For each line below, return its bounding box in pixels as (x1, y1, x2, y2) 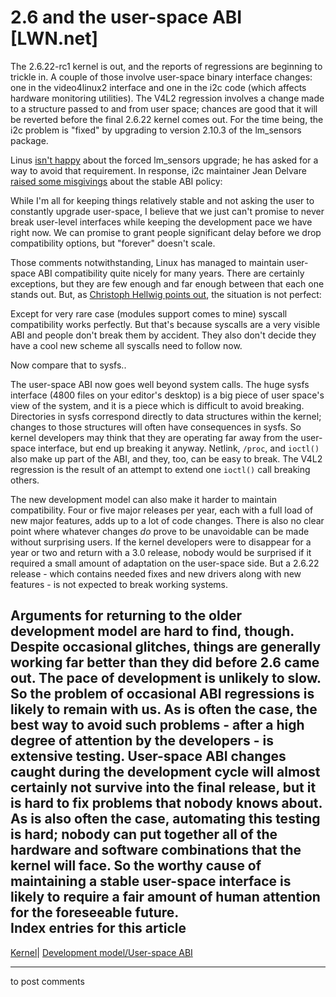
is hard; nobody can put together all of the (10, 826, 278, 843)
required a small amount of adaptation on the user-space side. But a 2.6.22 (10, 557, 320, 569)
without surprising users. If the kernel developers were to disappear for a (10, 536, 312, 548)
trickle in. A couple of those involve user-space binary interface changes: (10, 71, 313, 83)
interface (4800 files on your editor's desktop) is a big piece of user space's (10, 389, 325, 401)
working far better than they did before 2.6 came (10, 654, 320, 671)
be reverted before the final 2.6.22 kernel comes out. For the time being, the (10, 113, 324, 125)
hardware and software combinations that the (10, 842, 302, 859)
